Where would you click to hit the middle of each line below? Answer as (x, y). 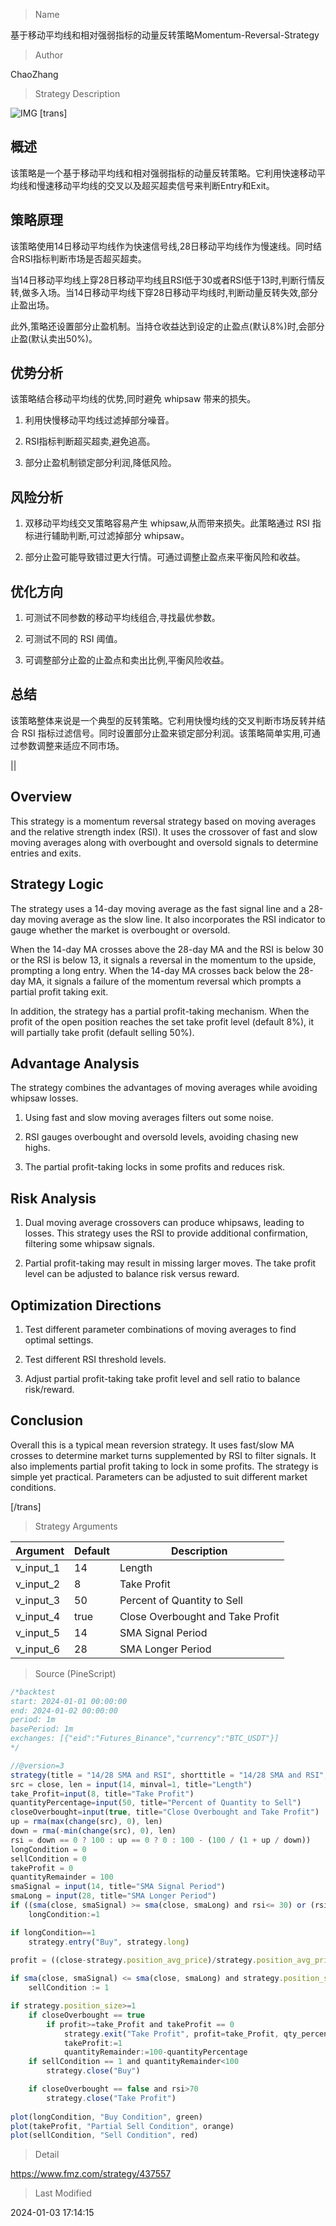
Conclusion (47, 1420)
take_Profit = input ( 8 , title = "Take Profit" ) (102, 1794)
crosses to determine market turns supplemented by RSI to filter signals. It (163, 1455)
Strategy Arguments (76, 1526)
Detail (47, 2155)
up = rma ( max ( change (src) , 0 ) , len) (86, 1822)
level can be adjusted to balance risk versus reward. (132, 1274)
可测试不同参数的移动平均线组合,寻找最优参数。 (122, 618)
